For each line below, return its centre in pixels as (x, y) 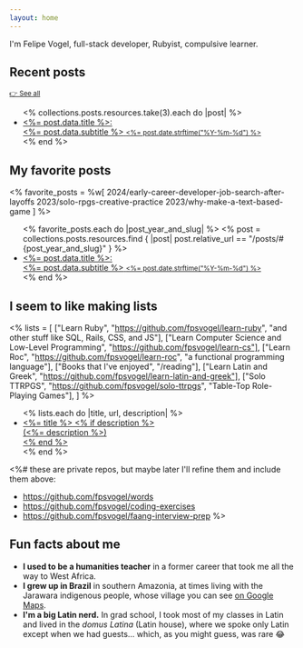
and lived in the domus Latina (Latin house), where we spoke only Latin (156, 624)
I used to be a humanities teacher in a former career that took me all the (158, 566)
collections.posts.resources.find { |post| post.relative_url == (134, 239)
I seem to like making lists (83, 306)
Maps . (34, 604)
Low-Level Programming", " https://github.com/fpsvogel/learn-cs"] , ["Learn (150, 347)
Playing (24, 395)
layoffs (22, 202)
